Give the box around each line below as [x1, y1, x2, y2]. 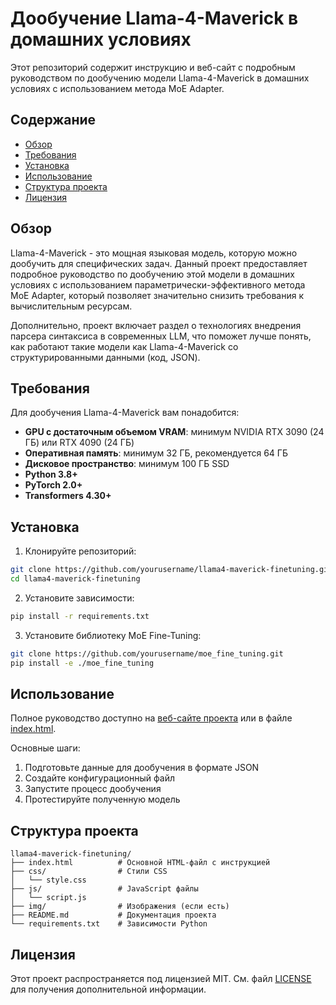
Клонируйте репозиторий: [24, 545, 137, 557]
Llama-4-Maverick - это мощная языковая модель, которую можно [10, 247, 298, 259]
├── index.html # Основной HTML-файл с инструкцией [10, 858, 271, 868]
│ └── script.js [10, 893, 87, 903]
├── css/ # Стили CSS [10, 867, 168, 877]
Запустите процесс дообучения [24, 783, 162, 795]
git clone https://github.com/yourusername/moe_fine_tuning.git [10, 648, 284, 659]
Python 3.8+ [24, 468, 78, 481]
